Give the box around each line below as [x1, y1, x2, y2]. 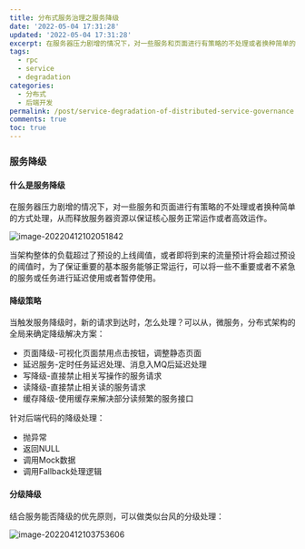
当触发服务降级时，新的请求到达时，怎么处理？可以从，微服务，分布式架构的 [9, 317, 296, 328]
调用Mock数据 [22, 454, 76, 465]
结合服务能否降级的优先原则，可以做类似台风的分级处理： [9, 511, 224, 522]
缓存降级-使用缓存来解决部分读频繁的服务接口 [22, 393, 194, 404]
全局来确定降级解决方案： [9, 329, 105, 340]
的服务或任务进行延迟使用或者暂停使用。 [9, 272, 161, 283]
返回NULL [22, 443, 61, 454]
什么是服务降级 [9, 179, 65, 190]
